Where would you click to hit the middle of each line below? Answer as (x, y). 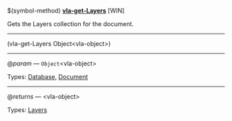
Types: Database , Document (48, 77)
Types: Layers (27, 110)
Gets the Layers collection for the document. (71, 24)
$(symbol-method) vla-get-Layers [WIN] (66, 11)
